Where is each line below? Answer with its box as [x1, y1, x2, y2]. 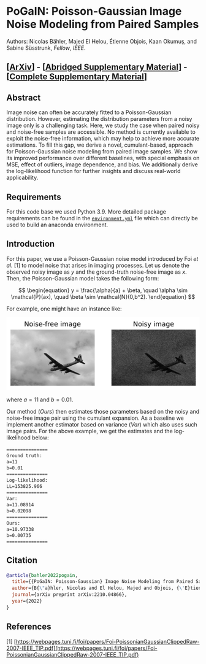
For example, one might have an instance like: [6, 305, 122, 312]
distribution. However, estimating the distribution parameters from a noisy [6, 115, 193, 123]
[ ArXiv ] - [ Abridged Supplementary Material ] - [6, 62, 188, 72]
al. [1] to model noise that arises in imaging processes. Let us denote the [6, 261, 190, 269]
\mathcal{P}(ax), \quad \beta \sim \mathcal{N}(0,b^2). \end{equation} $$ [10, 293, 196, 300]
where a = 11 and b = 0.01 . [6, 396, 74, 403]
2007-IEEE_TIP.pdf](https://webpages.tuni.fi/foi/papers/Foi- [6, 644, 158, 652]
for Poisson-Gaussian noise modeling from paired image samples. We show [6, 148, 198, 155]
